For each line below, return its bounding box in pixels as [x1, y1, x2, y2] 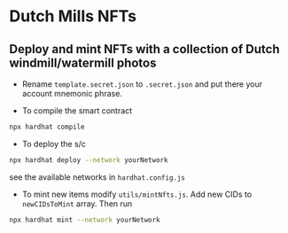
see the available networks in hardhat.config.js [9, 171, 186, 183]
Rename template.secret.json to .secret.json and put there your [21, 79, 263, 89]
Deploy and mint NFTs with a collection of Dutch [9, 42, 280, 57]
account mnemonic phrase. [21, 89, 122, 98]
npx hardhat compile [9, 122, 86, 131]
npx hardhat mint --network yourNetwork [9, 215, 161, 224]
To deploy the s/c [21, 138, 87, 149]
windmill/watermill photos [9, 55, 157, 70]
